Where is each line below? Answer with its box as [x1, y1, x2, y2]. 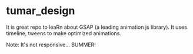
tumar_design [6, 4, 75, 18]
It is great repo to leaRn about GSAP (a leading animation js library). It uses [6, 23, 187, 31]
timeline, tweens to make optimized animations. [6, 29, 122, 36]
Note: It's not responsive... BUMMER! [6, 41, 96, 48]
